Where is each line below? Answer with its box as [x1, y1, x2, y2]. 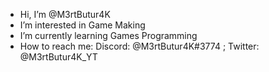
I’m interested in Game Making [19, 19, 146, 31]
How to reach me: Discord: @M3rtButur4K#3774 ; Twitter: [19, 40, 260, 52]
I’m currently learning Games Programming [19, 30, 198, 41]
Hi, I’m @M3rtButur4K [19, 9, 111, 20]
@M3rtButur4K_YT [19, 51, 98, 63]
